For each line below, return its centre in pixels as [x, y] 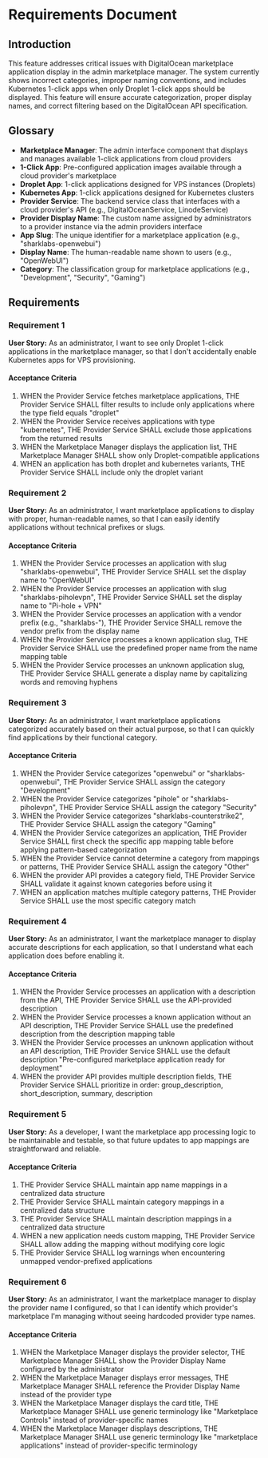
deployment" [41, 1068]
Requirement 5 [37, 1114]
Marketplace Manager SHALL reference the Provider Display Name [130, 1386]
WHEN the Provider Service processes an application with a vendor [130, 614]
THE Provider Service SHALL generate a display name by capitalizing [133, 673]
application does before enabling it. [67, 955]
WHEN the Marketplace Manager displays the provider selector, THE [132, 1353]
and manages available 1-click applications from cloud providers [125, 158]
